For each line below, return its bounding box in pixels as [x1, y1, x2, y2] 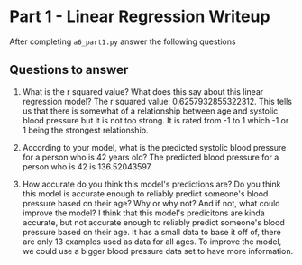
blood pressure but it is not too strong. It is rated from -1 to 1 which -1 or [22, 114, 289, 125]
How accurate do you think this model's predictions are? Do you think [22, 178, 281, 189]
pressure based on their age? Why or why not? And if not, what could [22, 197, 281, 208]
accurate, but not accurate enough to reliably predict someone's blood [22, 216, 286, 227]
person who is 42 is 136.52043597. [22, 160, 153, 172]
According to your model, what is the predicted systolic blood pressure [22, 142, 287, 152]
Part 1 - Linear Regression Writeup [9, 6, 270, 27]
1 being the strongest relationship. [22, 124, 149, 135]
